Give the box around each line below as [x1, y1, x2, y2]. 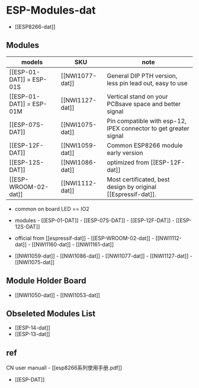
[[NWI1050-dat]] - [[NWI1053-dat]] [14, 291, 101, 299]
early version [106, 149, 143, 157]
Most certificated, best [106, 175, 170, 184]
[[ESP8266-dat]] [14, 23, 56, 30]
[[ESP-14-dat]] [14, 324, 50, 332]
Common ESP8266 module [106, 141, 183, 149]
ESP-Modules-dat [6, 4, 96, 17]
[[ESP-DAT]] [14, 376, 45, 383]
